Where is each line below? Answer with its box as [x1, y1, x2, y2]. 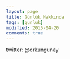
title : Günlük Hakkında [6, 14, 65, 20]
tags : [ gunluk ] [6, 19, 44, 25]
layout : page [6, 8, 38, 15]
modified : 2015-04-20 [6, 25, 59, 31]
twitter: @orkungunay [6, 46, 59, 53]
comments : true [6, 30, 44, 36]
